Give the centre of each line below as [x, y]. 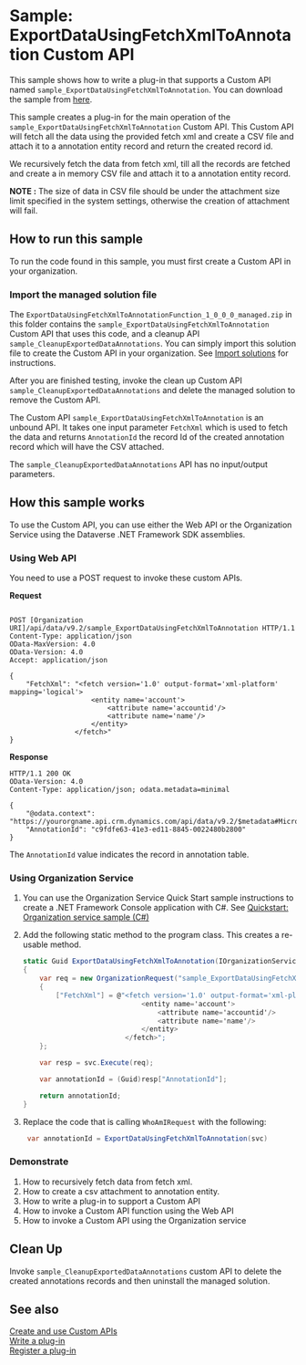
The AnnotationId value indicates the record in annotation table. [129, 855]
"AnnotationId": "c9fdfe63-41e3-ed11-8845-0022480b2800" [136, 830]
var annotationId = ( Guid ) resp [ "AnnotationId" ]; [133, 1079]
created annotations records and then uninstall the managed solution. [140, 1281]
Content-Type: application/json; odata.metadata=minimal [120, 790]
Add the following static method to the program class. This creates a [151, 935]
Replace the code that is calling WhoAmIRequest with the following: [144, 1121]
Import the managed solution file [83, 295]
